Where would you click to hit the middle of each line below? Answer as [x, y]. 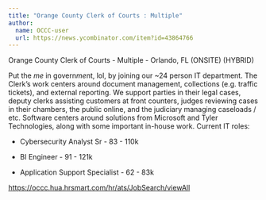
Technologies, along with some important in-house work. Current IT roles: [129, 126]
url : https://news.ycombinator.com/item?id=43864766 [104, 38]
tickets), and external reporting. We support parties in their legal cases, [125, 93]
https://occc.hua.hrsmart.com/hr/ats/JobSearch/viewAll [99, 188]
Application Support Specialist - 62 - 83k [87, 172]
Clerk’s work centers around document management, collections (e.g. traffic [133, 84]
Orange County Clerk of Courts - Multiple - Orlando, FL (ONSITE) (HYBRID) [131, 60]
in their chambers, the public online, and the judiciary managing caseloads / [132, 110]
